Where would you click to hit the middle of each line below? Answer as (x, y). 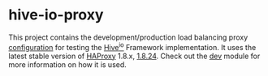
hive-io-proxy (56, 15)
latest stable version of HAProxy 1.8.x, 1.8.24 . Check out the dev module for (134, 56)
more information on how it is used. (68, 64)
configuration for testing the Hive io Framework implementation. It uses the (132, 46)
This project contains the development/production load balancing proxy (128, 37)
